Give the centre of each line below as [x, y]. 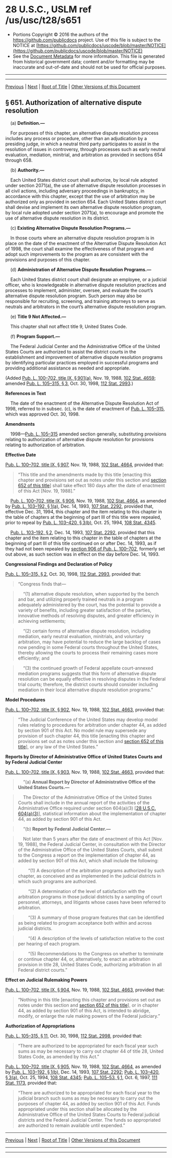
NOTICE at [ [25, 45]
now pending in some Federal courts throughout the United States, [88, 647]
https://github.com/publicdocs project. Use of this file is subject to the [87, 40]
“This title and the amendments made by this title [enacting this [84, 474]
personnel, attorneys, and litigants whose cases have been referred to [92, 902]
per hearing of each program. [49, 944]
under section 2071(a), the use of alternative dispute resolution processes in [86, 185]
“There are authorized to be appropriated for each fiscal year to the [89, 1093]
